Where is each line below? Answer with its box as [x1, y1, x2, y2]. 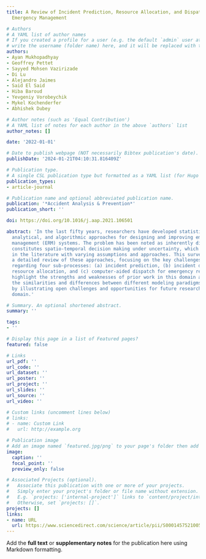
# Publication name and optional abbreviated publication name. [6, 195, 174, 201]
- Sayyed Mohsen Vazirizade [6, 66, 78, 72]
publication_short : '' [6, 207, 64, 213]
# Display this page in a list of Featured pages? [6, 336, 139, 342]
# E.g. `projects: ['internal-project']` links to [6, 494, 144, 500]
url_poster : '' [6, 375, 45, 382]
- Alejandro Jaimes [6, 77, 56, 83]
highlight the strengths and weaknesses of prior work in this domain [12, 274, 196, 280]
